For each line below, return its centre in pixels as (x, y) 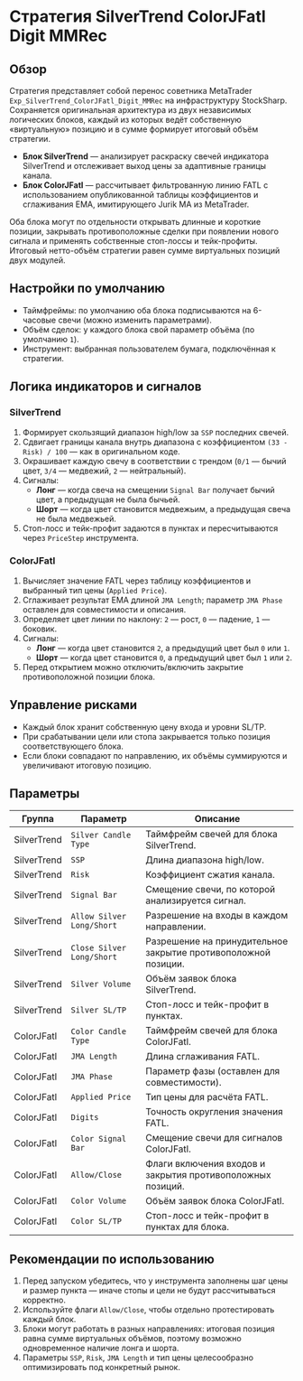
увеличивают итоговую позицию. (87, 765)
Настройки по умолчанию (87, 289)
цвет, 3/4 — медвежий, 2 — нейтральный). (104, 471)
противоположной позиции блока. (89, 677)
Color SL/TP (96, 1222)
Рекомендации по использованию (112, 1259)
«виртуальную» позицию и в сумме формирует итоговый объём (134, 129)
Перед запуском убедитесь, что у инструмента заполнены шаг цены (155, 1281)
